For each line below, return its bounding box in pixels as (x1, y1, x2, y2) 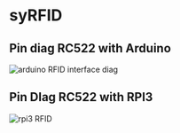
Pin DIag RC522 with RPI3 (9, 90, 153, 105)
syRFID (9, 5, 63, 26)
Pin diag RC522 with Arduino (9, 41, 171, 56)
